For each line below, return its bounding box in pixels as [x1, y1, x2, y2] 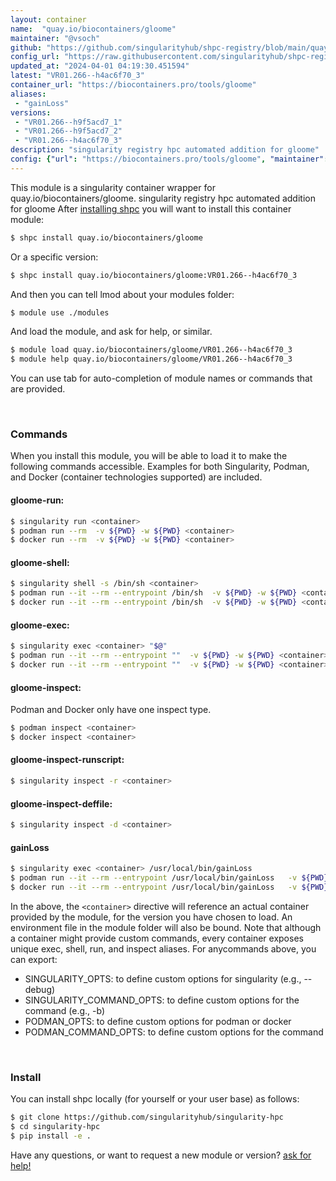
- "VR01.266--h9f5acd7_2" [14, 126, 123, 136]
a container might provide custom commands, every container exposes [10, 932, 304, 944]
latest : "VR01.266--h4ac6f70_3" [10, 71, 145, 81]
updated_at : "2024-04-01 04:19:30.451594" [10, 61, 190, 71]
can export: [10, 953, 58, 965]
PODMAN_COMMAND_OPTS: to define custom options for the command [24, 1026, 324, 1038]
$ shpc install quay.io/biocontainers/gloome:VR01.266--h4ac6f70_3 [10, 270, 298, 280]
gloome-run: [10, 494, 65, 506]
